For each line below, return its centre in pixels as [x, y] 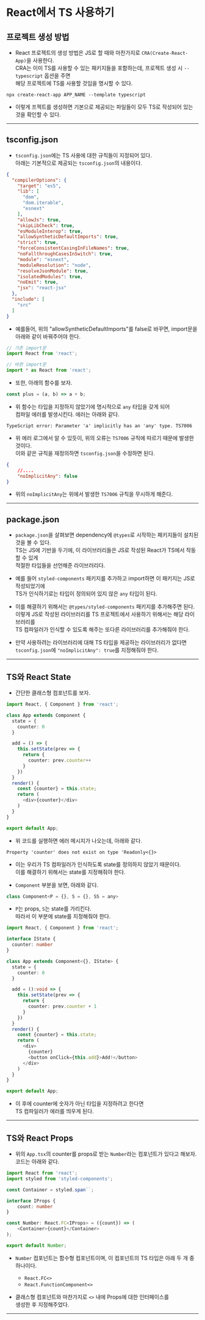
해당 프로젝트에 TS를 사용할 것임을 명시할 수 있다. [74, 83]
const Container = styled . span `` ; [50, 1190]
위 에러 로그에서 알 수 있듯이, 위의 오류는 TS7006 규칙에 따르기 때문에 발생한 [104, 438]
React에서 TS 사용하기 [60, 13]
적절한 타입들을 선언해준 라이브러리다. [60, 566]
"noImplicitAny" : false [48, 476]
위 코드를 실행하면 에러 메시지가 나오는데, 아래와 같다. [78, 840]
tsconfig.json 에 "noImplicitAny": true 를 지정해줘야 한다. [87, 650]
